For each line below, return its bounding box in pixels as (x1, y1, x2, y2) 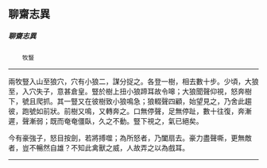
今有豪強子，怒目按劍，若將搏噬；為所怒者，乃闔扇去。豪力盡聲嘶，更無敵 (8, 133, 252, 143)
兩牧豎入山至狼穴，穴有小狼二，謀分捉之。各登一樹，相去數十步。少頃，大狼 (8, 77, 259, 86)
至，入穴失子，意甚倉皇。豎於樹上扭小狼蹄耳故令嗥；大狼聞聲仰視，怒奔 (8, 86, 245, 97)
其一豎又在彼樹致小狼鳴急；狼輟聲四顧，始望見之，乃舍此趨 (56, 97, 252, 106)
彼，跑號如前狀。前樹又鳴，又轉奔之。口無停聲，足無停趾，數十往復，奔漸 (8, 106, 252, 116)
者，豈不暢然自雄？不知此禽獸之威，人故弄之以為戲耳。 (8, 143, 189, 153)
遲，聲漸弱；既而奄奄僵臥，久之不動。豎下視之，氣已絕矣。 (8, 116, 203, 126)
